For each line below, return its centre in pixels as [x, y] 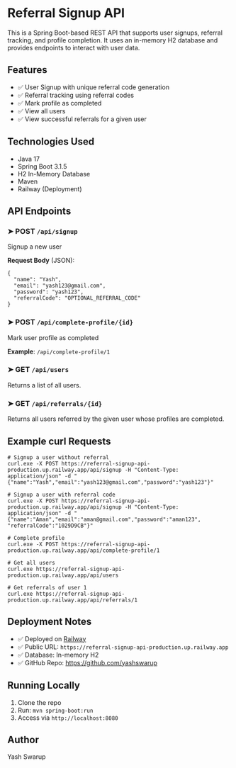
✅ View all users [41, 111]
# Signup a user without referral [58, 457]
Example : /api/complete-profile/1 [59, 351]
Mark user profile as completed [53, 337]
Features [27, 70]
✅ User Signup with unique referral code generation [94, 87]
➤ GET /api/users [38, 370]
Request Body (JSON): [41, 261]
